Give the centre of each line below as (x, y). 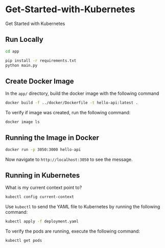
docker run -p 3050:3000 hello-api (43, 150)
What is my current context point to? (44, 188)
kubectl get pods (24, 241)
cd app (12, 51)
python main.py (21, 65)
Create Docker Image (40, 81)
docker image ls (22, 122)
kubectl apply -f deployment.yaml (42, 221)
